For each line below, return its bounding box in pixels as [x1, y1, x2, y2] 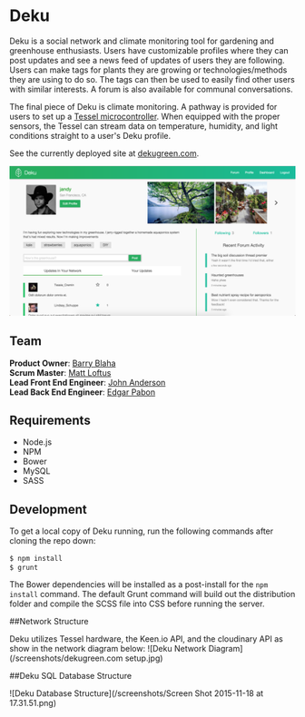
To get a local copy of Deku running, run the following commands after [9, 525, 274, 536]
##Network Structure [9, 616, 89, 627]
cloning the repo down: [9, 535, 96, 546]
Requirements [9, 412, 91, 427]
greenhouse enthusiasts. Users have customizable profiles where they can [9, 44, 289, 55]
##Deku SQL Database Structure [9, 671, 133, 682]
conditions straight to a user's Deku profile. [9, 130, 171, 141]
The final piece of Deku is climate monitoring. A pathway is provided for [9, 101, 278, 112]
